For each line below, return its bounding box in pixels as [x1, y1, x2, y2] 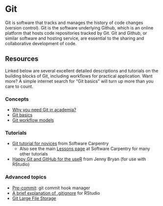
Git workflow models [12, 117, 54, 123]
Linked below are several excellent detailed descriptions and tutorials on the [5, 68, 159, 74]
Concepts [5, 96, 29, 103]
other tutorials [19, 151, 48, 157]
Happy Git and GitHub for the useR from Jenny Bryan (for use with [12, 156, 146, 162]
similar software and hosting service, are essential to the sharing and [5, 35, 144, 41]
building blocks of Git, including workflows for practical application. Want [5, 73, 153, 79]
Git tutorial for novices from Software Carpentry [12, 141, 109, 147]
